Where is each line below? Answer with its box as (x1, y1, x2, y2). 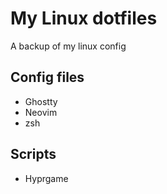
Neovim (24, 106, 58, 118)
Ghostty (24, 95, 58, 107)
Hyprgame (24, 172, 69, 184)
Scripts (10, 146, 57, 163)
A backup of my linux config (10, 40, 127, 52)
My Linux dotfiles (10, 7, 158, 30)
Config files (10, 69, 85, 86)
